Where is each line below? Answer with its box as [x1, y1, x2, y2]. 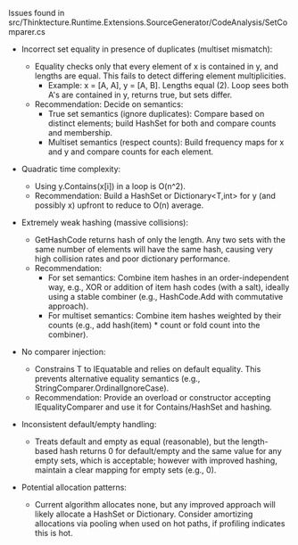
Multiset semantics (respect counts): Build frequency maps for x [47, 137, 285, 147]
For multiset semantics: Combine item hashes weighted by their [47, 310, 282, 320]
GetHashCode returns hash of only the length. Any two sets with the [34, 235, 286, 244]
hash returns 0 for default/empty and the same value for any [60, 446, 282, 456]
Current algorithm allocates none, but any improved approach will [34, 500, 276, 509]
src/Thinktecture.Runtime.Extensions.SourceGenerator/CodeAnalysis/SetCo [8, 17, 288, 28]
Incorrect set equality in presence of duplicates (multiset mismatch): [21, 44, 273, 54]
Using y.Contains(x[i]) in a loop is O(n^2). [34, 181, 186, 191]
